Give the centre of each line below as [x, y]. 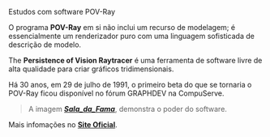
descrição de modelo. [45, 45]
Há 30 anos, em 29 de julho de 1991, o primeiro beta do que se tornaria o [130, 85]
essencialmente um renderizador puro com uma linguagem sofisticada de [132, 36]
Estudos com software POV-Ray [62, 12]
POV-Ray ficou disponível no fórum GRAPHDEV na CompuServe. [116, 93]
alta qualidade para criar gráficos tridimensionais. [91, 69]
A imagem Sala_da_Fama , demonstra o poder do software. [127, 109]
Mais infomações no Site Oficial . [63, 124]
